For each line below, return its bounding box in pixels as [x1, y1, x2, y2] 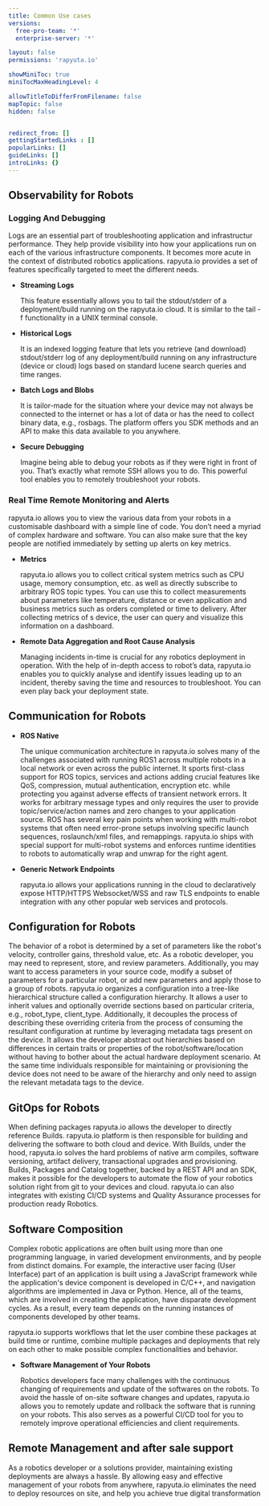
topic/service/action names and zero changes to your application [19, 806, 236, 816]
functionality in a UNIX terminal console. [24, 313, 158, 323]
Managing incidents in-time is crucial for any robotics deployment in [19, 652, 246, 661]
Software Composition [8, 1222, 124, 1236]
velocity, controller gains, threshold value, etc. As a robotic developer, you [8, 950, 254, 959]
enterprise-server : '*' [15, 34, 95, 43]
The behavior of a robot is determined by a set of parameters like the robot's [8, 941, 262, 951]
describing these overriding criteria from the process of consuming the [8, 1018, 243, 1028]
